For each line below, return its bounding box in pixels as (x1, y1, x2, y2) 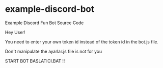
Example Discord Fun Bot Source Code (5, 20, 84, 26)
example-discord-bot (5, 3, 95, 15)
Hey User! (5, 29, 26, 35)
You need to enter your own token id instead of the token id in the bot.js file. (5, 38, 159, 45)
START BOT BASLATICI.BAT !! (5, 58, 65, 64)
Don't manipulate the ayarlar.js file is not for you (5, 48, 102, 54)
